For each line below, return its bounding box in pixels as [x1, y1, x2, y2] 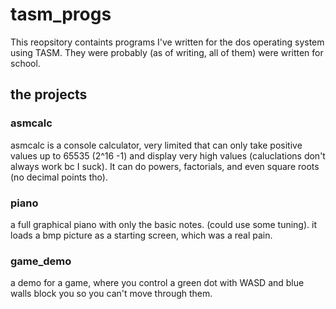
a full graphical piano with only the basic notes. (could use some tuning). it [10, 218, 317, 230]
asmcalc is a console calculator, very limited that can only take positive [10, 139, 303, 151]
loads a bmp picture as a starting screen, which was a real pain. [10, 229, 273, 241]
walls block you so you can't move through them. [10, 288, 213, 300]
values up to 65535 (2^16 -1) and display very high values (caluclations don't [10, 149, 326, 162]
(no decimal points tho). [10, 171, 108, 183]
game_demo [10, 254, 72, 268]
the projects [10, 86, 88, 103]
